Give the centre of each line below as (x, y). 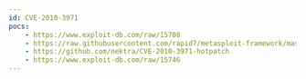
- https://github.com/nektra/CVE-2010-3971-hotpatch (127, 52)
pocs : (19, 26)
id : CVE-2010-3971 (43, 18)
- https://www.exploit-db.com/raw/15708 (103, 35)
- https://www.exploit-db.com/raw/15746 (103, 60)
